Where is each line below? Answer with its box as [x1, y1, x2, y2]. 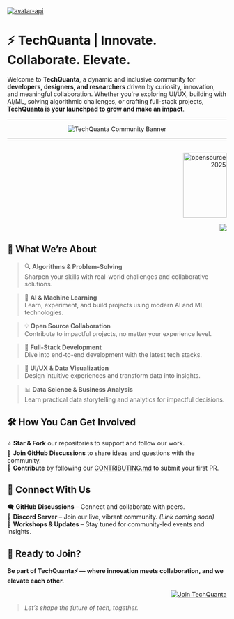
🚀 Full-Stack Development [24, 343, 102, 351]
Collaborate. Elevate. [7, 52, 131, 68]
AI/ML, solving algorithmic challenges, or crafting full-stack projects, [7, 97, 204, 105]
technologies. [24, 308, 64, 316]
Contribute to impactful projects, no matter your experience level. [24, 329, 212, 337]
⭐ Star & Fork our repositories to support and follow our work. [7, 438, 185, 447]
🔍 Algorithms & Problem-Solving [24, 262, 123, 270]
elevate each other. [7, 576, 65, 585]
